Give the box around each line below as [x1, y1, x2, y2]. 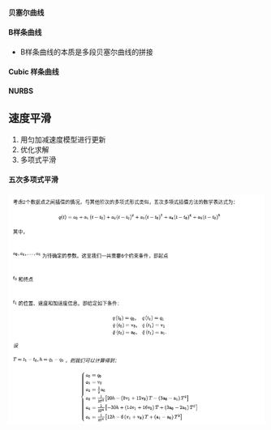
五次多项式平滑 [8, 175, 58, 185]
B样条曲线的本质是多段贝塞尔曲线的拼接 [19, 47, 153, 57]
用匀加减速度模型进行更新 [19, 134, 106, 144]
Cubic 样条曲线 [8, 67, 59, 77]
